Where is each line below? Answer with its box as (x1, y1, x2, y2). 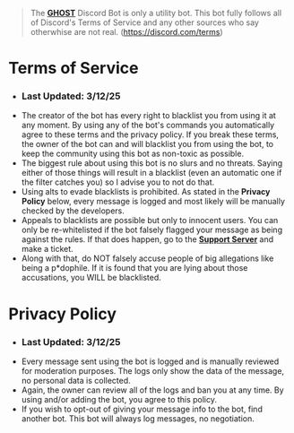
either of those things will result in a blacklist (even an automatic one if (21, 168, 282, 178)
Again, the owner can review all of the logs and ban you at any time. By (21, 385, 284, 395)
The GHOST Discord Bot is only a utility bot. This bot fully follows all (30, 8, 282, 18)
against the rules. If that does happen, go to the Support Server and (21, 234, 274, 245)
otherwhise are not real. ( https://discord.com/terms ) (30, 27, 223, 37)
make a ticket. (21, 244, 73, 255)
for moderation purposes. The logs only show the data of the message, (21, 365, 284, 376)
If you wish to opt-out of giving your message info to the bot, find (21, 403, 264, 414)
